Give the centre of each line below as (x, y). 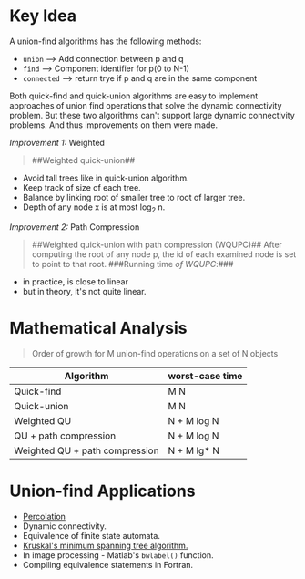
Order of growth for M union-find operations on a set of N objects (155, 353)
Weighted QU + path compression (86, 450)
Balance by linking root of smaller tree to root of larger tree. (134, 197)
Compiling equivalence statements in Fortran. (108, 564)
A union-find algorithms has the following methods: (106, 41)
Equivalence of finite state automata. (91, 535)
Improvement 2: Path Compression (75, 227)
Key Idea (43, 16)
